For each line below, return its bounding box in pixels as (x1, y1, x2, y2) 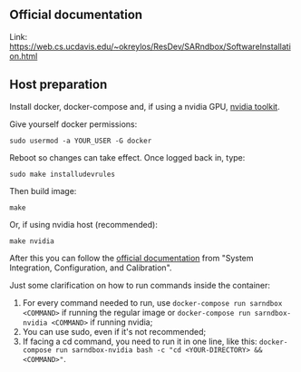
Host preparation (9, 77, 108, 93)
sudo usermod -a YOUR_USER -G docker (9, 136, 152, 145)
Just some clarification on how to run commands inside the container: (9, 279, 270, 290)
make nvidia (9, 236, 54, 246)
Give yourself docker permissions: (9, 118, 138, 130)
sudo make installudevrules (9, 170, 116, 179)
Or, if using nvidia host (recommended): (9, 219, 159, 230)
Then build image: (9, 185, 77, 196)
